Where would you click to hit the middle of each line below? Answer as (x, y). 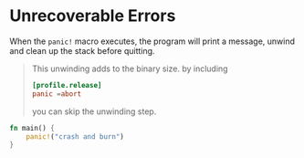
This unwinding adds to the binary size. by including (130, 68)
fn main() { (32, 128)
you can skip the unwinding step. (94, 111)
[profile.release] (67, 85)
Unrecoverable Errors (93, 16)
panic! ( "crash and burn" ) (75, 137)
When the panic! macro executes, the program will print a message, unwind (152, 41)
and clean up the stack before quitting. (82, 50)
